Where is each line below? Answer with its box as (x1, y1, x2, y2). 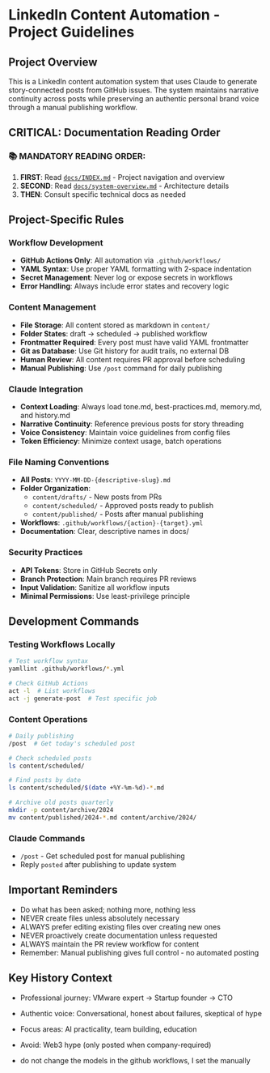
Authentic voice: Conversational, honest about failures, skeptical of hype (19, 1008, 263, 1018)
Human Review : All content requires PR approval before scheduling (19, 354, 246, 364)
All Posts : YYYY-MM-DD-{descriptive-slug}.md (19, 475, 171, 485)
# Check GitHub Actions (8, 679, 89, 687)
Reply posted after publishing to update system (19, 860, 177, 870)
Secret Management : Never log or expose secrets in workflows (19, 273, 233, 283)
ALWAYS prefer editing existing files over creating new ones (19, 921, 221, 931)
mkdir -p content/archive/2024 (8, 806, 114, 814)
